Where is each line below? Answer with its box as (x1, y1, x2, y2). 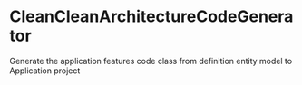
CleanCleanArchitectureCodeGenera (9, 6, 294, 27)
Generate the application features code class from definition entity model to (9, 55, 293, 66)
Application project (9, 65, 81, 76)
